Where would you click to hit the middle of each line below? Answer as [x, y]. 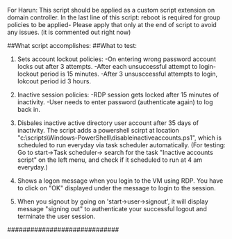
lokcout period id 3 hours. [54, 81]
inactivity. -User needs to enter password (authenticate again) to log [115, 102]
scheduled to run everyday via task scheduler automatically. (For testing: [121, 145]
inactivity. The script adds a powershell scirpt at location [98, 130]
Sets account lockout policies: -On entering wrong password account [117, 59]
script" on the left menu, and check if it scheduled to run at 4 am [110, 160]
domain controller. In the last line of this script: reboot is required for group [114, 17]
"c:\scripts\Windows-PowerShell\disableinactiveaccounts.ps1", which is [119, 138]
